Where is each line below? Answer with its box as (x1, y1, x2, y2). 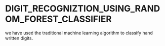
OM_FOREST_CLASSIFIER (5, 13, 112, 25)
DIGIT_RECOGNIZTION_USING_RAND (5, 3, 161, 14)
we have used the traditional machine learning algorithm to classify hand (5, 30, 153, 36)
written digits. (5, 35, 33, 41)
